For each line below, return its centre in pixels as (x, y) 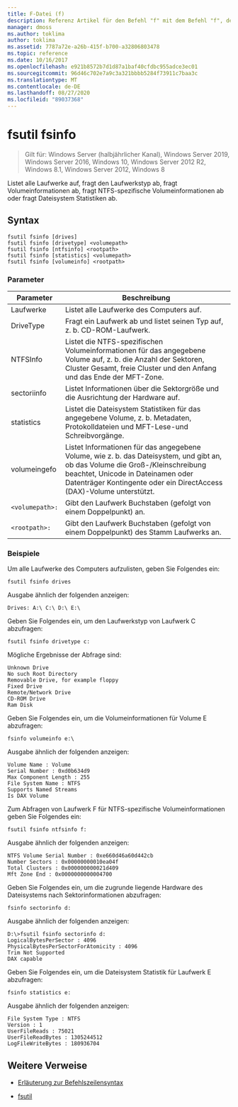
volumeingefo (34, 469)
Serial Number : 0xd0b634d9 (49, 771)
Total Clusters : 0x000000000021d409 (63, 868)
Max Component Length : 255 (49, 777)
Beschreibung (146, 298)
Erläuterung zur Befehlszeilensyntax (70, 1083)
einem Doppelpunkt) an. (105, 512)
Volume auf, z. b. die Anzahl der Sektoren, (135, 360)
